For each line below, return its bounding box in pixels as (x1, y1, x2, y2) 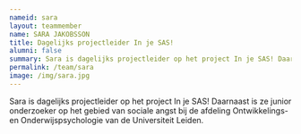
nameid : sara (9, 13, 58, 22)
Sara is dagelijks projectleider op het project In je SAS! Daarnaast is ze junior (9, 96, 292, 106)
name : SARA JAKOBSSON (9, 29, 90, 38)
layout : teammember (9, 21, 82, 30)
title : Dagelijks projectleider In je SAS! (9, 38, 175, 47)
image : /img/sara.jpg (9, 71, 90, 80)
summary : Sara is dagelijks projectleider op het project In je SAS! (9, 54, 275, 63)
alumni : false (9, 46, 63, 55)
